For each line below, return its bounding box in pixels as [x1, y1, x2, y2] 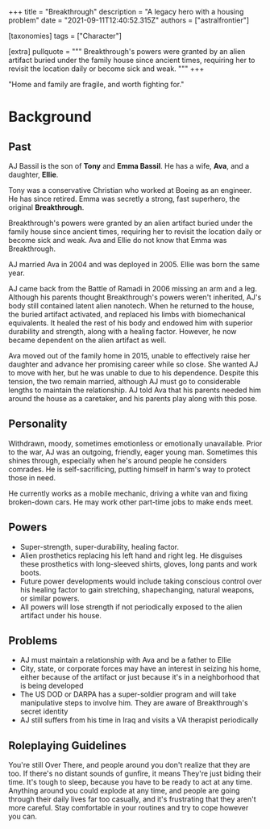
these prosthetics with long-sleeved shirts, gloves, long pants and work [19, 559, 258, 568]
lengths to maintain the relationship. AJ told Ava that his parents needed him [8, 385, 262, 395]
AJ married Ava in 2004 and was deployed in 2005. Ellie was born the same [8, 260, 260, 269]
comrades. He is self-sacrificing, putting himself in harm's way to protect [8, 464, 251, 474]
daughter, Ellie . [8, 170, 59, 179]
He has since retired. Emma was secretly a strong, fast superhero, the [8, 194, 240, 203]
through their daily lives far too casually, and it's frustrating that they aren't [8, 794, 256, 804]
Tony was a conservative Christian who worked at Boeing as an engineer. [8, 186, 252, 195]
